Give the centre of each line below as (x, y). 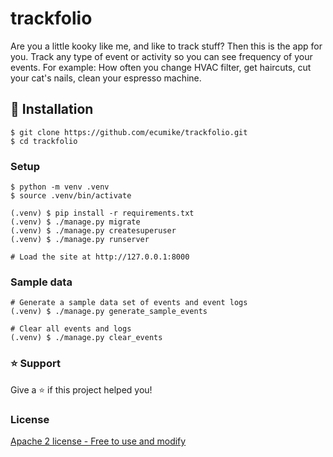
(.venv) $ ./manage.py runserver (80, 240)
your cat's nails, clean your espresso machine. (106, 78)
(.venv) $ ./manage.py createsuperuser (93, 231)
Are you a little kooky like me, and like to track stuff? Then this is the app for (166, 46)
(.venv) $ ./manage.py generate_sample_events (109, 312)
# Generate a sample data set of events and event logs (129, 303)
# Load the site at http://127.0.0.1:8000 (100, 257)
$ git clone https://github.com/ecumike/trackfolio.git (129, 132)
